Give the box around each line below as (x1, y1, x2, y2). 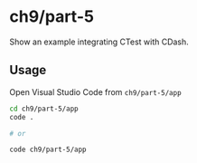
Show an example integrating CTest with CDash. (9, 36, 190, 47)
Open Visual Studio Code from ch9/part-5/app (9, 86, 183, 97)
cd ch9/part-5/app (9, 104, 79, 113)
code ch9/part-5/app (9, 145, 88, 155)
